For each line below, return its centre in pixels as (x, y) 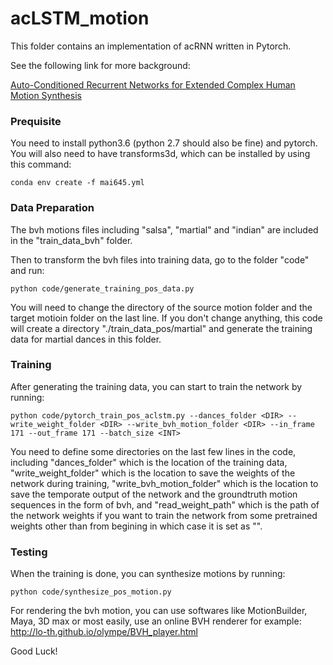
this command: (41, 164)
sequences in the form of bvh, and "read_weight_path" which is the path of (165, 504)
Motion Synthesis (46, 95)
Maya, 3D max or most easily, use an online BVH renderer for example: (156, 621)
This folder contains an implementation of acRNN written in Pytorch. (151, 46)
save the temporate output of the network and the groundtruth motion (154, 494)
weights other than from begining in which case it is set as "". (136, 526)
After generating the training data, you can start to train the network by (156, 386)
